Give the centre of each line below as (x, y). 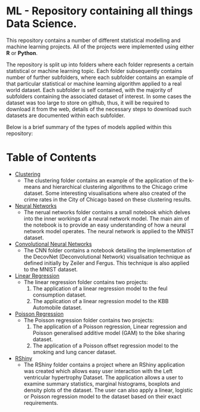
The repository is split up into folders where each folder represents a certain (100, 65)
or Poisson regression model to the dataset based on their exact (103, 396)
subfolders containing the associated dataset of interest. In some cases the (99, 96)
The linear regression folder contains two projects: (86, 282)
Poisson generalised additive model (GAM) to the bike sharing (109, 332)
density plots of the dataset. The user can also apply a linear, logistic (108, 390)
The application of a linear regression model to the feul (100, 288)
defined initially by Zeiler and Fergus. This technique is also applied (107, 263)
